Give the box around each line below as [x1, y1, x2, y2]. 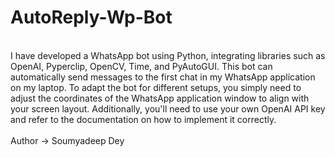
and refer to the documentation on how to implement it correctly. [10, 113, 277, 125]
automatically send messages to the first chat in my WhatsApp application [10, 71, 316, 83]
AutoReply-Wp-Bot [10, 6, 173, 29]
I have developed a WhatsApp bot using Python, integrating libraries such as [10, 49, 326, 61]
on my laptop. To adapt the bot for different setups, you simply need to [10, 81, 302, 93]
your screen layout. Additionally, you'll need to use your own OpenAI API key [10, 102, 326, 115]
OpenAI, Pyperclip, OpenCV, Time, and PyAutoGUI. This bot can [10, 60, 273, 72]
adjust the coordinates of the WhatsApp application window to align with [10, 92, 310, 104]
